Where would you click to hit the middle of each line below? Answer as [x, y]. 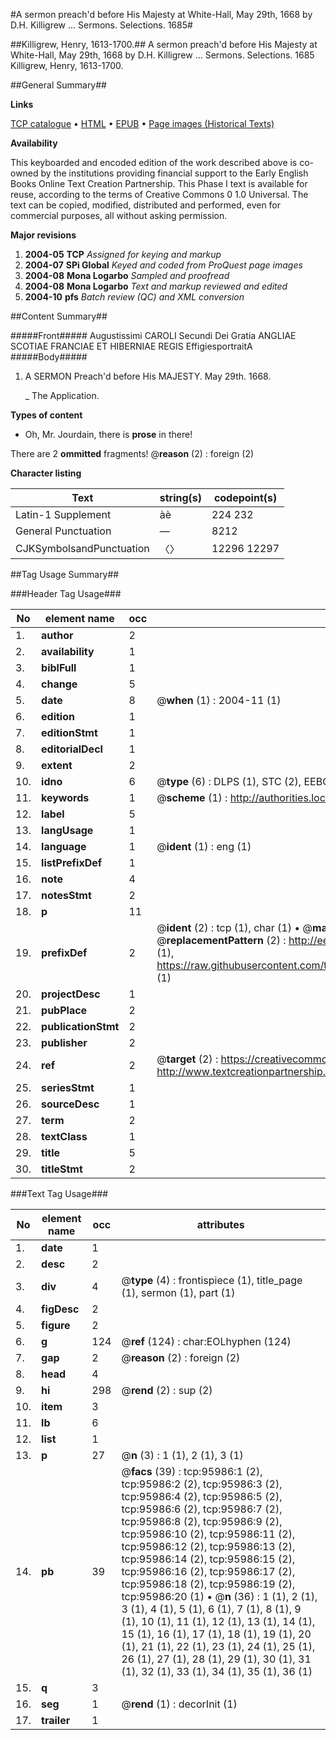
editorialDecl [72, 749]
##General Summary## [58, 85]
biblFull [59, 667]
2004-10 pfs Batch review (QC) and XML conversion [134, 297]
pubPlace [64, 1010]
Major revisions [43, 235]
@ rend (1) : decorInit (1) [179, 1704]
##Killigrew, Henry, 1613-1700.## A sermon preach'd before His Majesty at [164, 44]
